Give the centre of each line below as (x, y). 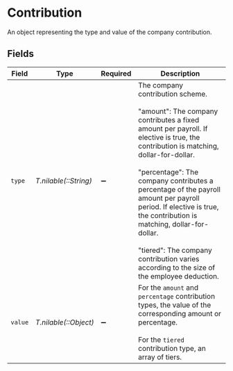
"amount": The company (178, 111)
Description (180, 73)
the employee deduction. (179, 276)
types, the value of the (175, 305)
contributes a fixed (169, 119)
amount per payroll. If (173, 129)
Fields (21, 54)
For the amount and (169, 288)
